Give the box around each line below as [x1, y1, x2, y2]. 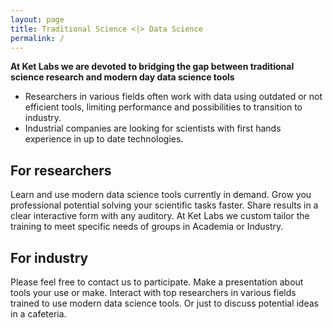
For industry [10, 249, 89, 266]
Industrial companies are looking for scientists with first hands [24, 122, 282, 135]
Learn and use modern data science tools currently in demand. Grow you [10, 189, 312, 201]
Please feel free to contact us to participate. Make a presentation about [10, 276, 304, 288]
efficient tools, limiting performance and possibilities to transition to [24, 101, 303, 113]
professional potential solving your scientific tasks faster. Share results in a [10, 199, 319, 211]
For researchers [10, 162, 112, 179]
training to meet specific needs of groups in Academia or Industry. [10, 221, 284, 233]
